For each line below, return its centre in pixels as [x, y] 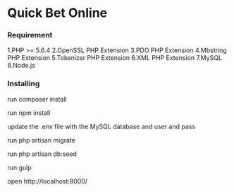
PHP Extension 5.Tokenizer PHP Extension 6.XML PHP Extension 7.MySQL [115, 58]
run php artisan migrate [41, 140]
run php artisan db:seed [42, 154]
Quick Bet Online [57, 13]
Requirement [30, 35]
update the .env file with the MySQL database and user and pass [101, 126]
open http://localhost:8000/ [48, 181]
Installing [24, 84]
